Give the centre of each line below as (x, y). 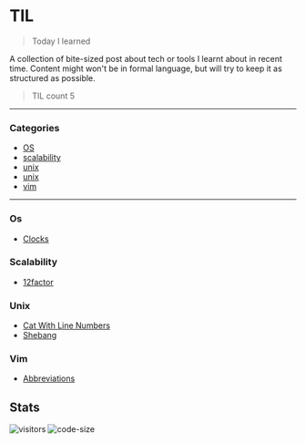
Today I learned (61, 41)
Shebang (40, 335)
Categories (35, 128)
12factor (38, 282)
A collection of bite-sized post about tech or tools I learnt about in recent (146, 58)
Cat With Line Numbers (66, 325)
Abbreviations (49, 378)
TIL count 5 (53, 96)
